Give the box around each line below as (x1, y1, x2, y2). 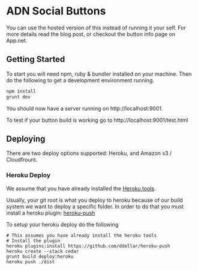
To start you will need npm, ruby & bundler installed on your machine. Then (6, 70, 192, 78)
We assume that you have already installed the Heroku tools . (6, 184, 156, 192)
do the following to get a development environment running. (6, 76, 155, 84)
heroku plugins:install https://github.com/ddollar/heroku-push (6, 243, 170, 249)
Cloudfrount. (6, 156, 38, 163)
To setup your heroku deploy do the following (6, 221, 119, 228)
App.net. (6, 37, 28, 44)
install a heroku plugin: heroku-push (6, 209, 95, 216)
